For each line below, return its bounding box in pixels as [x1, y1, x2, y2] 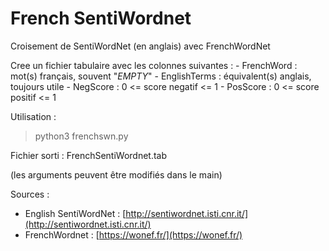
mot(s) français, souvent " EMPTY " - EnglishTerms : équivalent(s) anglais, [10, 70, 312, 82]
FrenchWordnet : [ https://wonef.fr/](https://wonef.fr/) [24, 228, 243, 241]
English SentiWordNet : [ [24, 207, 127, 219]
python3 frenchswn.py [34, 130, 129, 142]
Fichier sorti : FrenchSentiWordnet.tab [10, 149, 168, 161]
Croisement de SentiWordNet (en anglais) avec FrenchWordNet [10, 40, 271, 52]
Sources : [10, 188, 50, 200]
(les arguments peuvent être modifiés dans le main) [10, 168, 223, 181]
